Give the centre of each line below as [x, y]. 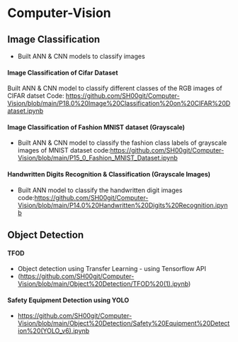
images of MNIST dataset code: [64, 150]
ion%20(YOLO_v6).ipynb [53, 331]
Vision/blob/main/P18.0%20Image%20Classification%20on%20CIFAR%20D [119, 104]
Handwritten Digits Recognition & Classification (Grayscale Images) [109, 174]
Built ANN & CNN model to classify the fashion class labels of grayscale [122, 143]
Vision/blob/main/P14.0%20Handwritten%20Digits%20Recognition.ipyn [123, 205]
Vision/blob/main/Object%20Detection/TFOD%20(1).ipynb [103, 284]
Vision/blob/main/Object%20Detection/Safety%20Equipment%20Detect [124, 324]
